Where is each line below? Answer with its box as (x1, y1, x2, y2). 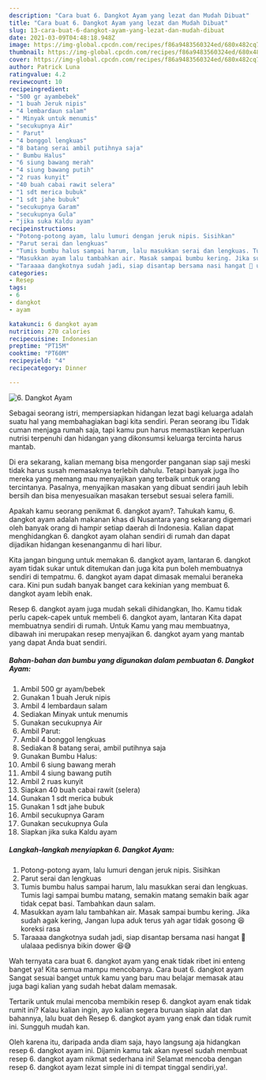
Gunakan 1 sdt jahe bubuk (20, 801, 105, 811)
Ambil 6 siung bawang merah (20, 760, 117, 769)
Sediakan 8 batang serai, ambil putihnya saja (20, 743, 167, 752)
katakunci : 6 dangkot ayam (9, 320, 98, 328)
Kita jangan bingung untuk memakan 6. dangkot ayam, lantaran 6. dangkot (9, 555, 251, 564)
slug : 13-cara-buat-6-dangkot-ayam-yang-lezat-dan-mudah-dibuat (9, 26, 225, 34)
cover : (9, 56, 31, 64)
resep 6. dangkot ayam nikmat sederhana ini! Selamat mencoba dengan (9, 1054, 242, 1063)
